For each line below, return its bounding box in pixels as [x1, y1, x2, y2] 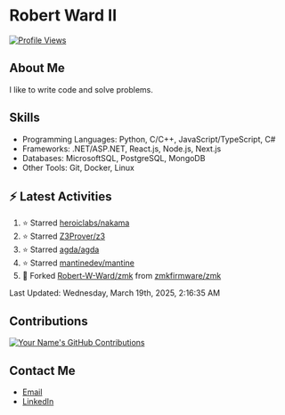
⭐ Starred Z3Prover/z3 [21, 231, 105, 241]
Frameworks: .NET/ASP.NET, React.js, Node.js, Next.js [21, 143, 222, 154]
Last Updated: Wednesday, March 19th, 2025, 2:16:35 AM [9, 288, 221, 298]
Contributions [9, 313, 88, 329]
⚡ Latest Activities [9, 189, 112, 204]
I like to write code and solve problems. [9, 84, 153, 94]
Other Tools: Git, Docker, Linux [21, 162, 135, 173]
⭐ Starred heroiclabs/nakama [21, 217, 130, 228]
